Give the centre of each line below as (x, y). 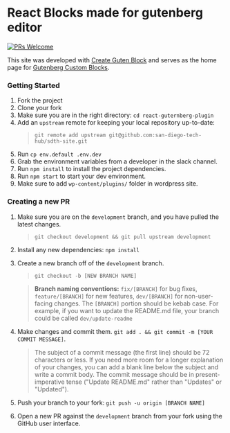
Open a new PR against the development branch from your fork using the (119, 416)
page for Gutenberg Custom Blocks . (58, 67)
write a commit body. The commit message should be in (114, 374)
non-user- (199, 296)
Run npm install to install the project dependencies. (92, 169)
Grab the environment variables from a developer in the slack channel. (117, 161)
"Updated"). (51, 389)
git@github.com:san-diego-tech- (155, 135)
